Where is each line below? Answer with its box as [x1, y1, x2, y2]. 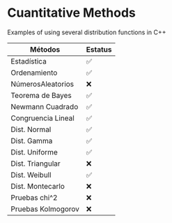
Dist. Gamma [10, 136, 53, 145]
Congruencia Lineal [10, 113, 75, 123]
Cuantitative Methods [7, 5, 136, 21]
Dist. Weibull [10, 170, 52, 180]
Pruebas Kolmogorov [10, 204, 80, 214]
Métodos [30, 44, 61, 54]
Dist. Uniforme [10, 147, 58, 157]
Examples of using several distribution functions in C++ [7, 28, 166, 36]
